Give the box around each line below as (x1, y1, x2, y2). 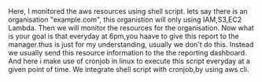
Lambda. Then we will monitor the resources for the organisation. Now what (8, 23, 254, 32)
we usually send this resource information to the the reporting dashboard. (8, 48, 247, 57)
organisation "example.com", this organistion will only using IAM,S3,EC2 (8, 15, 242, 24)
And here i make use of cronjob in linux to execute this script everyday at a (8, 56, 250, 66)
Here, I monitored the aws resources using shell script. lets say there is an (8, 7, 248, 16)
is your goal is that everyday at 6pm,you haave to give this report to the (8, 31, 239, 41)
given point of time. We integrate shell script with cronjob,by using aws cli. (8, 65, 249, 73)
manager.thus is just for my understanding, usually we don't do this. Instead (8, 40, 254, 49)
